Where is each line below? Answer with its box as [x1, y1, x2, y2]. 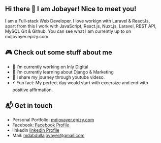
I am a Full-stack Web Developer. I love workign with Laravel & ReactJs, [5, 18, 150, 24]
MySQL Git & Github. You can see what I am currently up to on [5, 28, 131, 34]
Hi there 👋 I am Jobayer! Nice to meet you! [5, 5, 137, 13]
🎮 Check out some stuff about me [5, 48, 112, 57]
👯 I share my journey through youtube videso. [12, 74, 105, 80]
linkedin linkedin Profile [12, 127, 60, 133]
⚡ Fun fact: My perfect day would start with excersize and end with [12, 79, 149, 86]
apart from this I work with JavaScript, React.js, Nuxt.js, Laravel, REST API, [5, 23, 157, 29]
